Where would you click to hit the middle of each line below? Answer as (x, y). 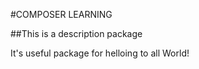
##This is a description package (76, 33)
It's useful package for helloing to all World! (100, 53)
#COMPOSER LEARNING (61, 14)
